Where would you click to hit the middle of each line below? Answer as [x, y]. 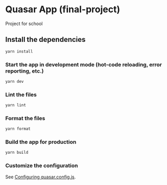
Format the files [25, 118]
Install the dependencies [45, 40]
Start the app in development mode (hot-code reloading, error [84, 64]
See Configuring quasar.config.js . [41, 177]
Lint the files [21, 95]
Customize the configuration [42, 166]
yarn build [17, 153]
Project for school [24, 24]
